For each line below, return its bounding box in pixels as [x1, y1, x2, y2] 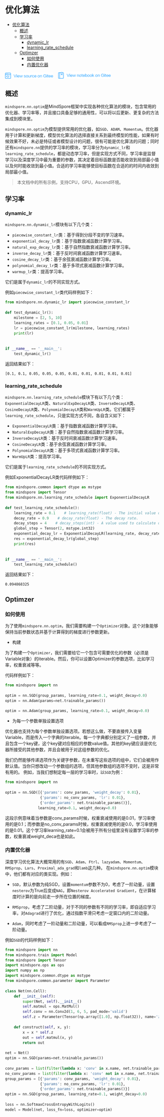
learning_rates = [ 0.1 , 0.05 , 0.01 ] [14, 320, 89, 325]
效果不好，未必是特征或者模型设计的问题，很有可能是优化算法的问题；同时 [9, 138, 159, 144]
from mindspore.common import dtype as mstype [5, 485, 102, 490]
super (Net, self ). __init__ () [22, 999, 82, 1004]
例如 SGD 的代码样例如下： [5, 937, 55, 943]
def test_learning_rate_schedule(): [5, 505, 80, 510]
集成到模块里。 [5, 115, 35, 121]
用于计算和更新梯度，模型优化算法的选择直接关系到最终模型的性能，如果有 [5, 132, 155, 138]
